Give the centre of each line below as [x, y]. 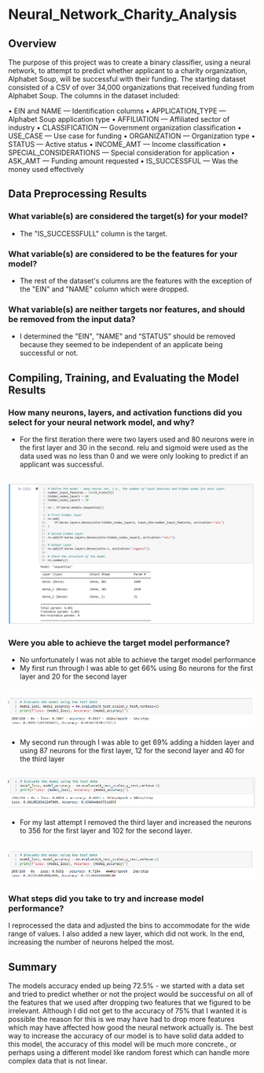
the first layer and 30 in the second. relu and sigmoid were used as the [134, 447]
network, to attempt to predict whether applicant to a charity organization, [128, 71]
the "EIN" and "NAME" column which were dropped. [104, 289]
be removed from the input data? [72, 319]
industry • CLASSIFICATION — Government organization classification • [125, 128]
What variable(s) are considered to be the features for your [123, 254]
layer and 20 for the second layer [73, 676]
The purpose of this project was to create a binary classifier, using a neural [130, 62]
